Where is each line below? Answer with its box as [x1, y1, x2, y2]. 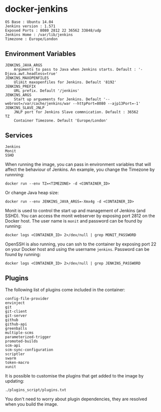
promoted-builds [5, 339, 38, 344]
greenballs [5, 326, 27, 331]
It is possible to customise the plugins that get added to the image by [5, 373, 144, 379]
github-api [5, 322, 27, 327]
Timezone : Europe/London [5, 37, 58, 41]
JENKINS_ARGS [5, 93, 32, 97]
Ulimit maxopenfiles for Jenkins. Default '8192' [14, 79, 117, 85]
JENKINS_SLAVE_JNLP [5, 105, 45, 110]
